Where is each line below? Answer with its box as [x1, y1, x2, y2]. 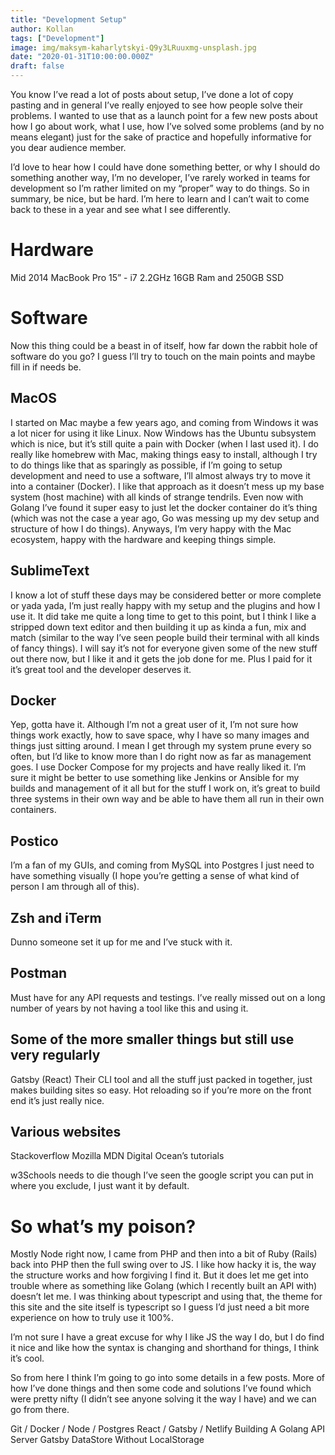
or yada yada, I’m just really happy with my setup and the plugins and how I [10, 599, 321, 611]
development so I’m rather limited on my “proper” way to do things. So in [10, 182, 310, 194]
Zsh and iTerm [10, 909, 102, 926]
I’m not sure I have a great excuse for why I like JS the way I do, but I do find [10, 1331, 325, 1343]
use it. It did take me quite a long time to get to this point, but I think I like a [10, 610, 317, 622]
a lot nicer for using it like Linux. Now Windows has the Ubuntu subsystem [10, 427, 317, 439]
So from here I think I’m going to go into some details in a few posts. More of [10, 1372, 326, 1384]
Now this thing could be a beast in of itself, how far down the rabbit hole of [10, 339, 318, 351]
